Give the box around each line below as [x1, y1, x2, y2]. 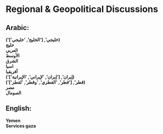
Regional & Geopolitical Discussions [5, 3, 158, 15]
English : [5, 104, 32, 113]
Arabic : [5, 23, 29, 32]
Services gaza [5, 122, 36, 128]
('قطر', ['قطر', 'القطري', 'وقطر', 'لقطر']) [5, 79, 85, 85]
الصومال [5, 90, 21, 95]
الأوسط [5, 52, 19, 58]
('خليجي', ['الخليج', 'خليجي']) [5, 36, 60, 42]
